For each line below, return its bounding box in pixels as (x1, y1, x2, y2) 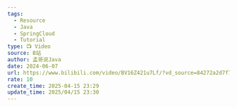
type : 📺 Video (7, 43, 51, 50)
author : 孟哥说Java (7, 56, 61, 63)
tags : (7, 10, 23, 18)
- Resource (13, 17, 46, 24)
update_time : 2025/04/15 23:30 (7, 89, 99, 96)
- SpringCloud (13, 30, 55, 37)
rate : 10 (7, 75, 33, 83)
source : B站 (7, 50, 42, 57)
